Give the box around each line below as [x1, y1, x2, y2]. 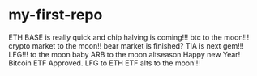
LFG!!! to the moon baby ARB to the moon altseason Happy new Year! [8, 49, 241, 59]
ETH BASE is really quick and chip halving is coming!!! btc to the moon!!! [8, 32, 250, 42]
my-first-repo [8, 6, 103, 24]
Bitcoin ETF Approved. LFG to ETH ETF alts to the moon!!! [8, 58, 201, 68]
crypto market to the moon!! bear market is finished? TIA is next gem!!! [8, 40, 245, 50]
